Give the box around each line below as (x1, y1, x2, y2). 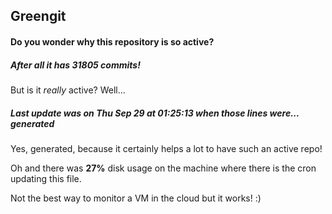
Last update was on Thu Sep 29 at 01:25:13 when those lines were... (10, 107, 300, 119)
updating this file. (10, 172, 82, 184)
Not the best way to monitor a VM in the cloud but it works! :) (10, 192, 262, 204)
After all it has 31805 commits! (10, 59, 141, 71)
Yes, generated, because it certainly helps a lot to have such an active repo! (10, 142, 323, 154)
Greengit (10, 8, 67, 25)
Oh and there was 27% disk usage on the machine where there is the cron (10, 162, 317, 174)
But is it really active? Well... (10, 84, 126, 96)
